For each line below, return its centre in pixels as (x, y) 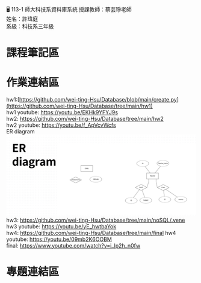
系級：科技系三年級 (30, 26)
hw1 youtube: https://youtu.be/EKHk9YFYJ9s (62, 112)
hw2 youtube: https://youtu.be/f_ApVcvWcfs (61, 125)
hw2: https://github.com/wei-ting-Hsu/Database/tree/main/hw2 (85, 119)
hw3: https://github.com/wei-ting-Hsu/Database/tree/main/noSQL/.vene (96, 220)
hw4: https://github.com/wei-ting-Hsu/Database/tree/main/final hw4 (91, 233)
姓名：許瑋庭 (22, 19)
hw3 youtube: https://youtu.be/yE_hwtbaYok (61, 226)
